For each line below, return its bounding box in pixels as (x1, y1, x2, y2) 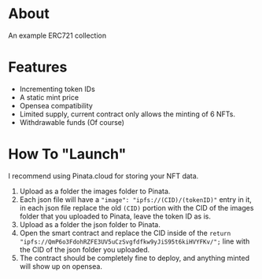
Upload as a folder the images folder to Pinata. (19, 186, 171, 196)
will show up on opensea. (19, 261, 102, 271)
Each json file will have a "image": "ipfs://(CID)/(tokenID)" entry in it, (19, 194, 252, 204)
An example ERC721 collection (8, 31, 107, 40)
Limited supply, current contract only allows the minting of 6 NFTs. (19, 109, 236, 119)
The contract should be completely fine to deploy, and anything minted (19, 253, 250, 262)
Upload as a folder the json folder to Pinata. (19, 219, 161, 229)
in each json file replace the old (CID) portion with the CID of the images (19, 203, 254, 212)
